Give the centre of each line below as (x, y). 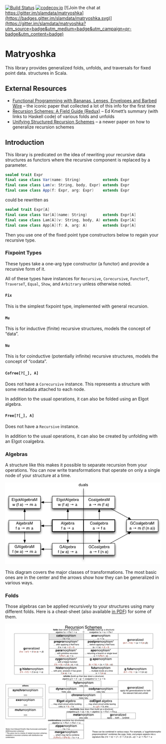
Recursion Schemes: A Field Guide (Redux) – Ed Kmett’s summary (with (85, 111)
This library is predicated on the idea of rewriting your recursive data (75, 154)
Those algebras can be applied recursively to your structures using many (80, 606)
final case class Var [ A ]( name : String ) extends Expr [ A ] (71, 215)
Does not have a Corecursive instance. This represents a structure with (78, 384)
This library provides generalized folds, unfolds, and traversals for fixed (78, 67)
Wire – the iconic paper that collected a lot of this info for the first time (84, 106)
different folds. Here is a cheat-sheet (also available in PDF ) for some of (79, 612)
